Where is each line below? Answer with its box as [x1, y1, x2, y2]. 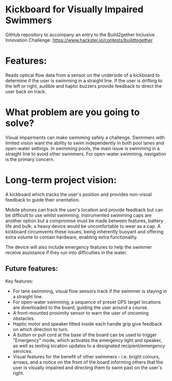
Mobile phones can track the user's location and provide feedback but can [5, 207, 163, 213]
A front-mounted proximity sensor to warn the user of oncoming [12, 310, 149, 316]
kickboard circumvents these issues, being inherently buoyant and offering [5, 228, 164, 234]
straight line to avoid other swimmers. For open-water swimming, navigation [5, 151, 167, 157]
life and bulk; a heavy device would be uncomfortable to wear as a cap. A [5, 223, 161, 229]
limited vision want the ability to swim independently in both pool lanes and [5, 140, 164, 146]
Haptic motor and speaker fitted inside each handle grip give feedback [12, 320, 163, 327]
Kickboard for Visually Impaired [5, 4, 144, 15]
